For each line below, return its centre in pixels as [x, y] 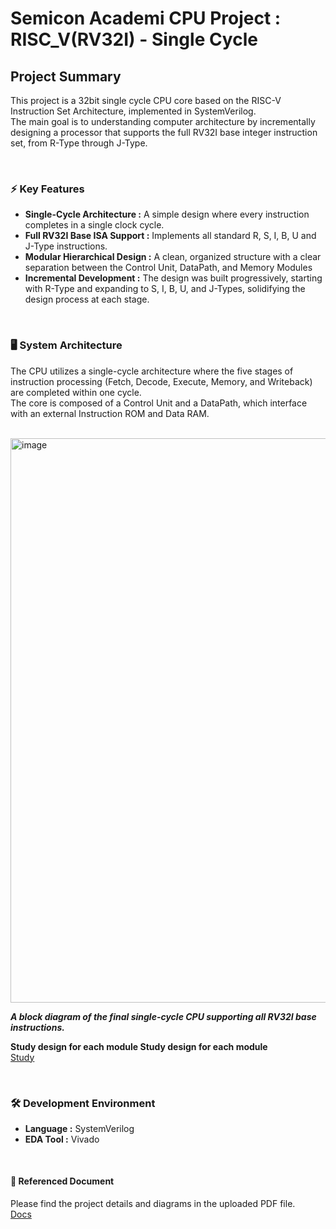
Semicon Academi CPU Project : [146, 18]
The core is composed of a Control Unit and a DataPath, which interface [159, 403]
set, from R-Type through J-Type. [79, 143]
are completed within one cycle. [76, 392]
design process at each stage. [87, 299]
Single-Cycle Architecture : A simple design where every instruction [167, 214]
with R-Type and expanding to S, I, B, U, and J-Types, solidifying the [165, 289]
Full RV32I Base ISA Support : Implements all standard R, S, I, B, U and [170, 236]
